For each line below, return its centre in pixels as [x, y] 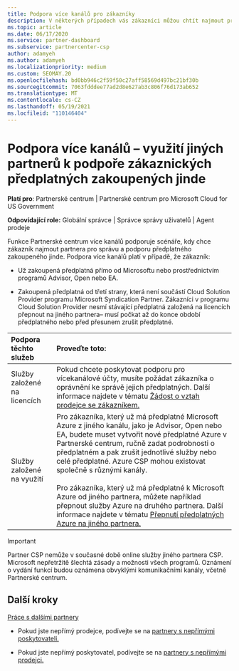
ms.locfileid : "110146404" [47, 113]
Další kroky [33, 600]
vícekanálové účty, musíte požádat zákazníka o [136, 378]
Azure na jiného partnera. [99, 523]
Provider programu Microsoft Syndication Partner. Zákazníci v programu [123, 299]
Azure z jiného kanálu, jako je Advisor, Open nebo [139, 425]
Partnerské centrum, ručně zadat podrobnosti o [136, 443]
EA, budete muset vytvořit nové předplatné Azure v [142, 434]
